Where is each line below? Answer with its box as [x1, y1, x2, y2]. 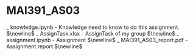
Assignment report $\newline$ [6, 43, 83, 50]
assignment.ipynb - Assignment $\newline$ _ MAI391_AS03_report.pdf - [6, 36, 188, 43]
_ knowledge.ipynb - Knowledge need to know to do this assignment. [6, 23, 180, 31]
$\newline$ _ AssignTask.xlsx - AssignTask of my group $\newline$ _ [6, 30, 180, 37]
